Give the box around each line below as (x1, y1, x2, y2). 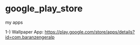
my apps (5, 19, 23, 25)
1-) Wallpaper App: (5, 29, 44, 35)
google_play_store (5, 3, 83, 14)
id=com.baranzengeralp (5, 34, 55, 40)
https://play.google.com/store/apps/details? (44, 29, 135, 35)
